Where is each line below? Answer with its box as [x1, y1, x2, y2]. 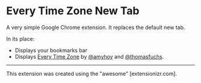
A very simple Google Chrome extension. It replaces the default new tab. [6, 24, 185, 31]
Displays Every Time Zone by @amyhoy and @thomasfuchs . [14, 53, 165, 60]
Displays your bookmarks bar [14, 46, 88, 54]
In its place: [6, 35, 35, 42]
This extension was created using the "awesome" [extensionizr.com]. [6, 70, 178, 77]
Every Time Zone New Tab [6, 4, 139, 18]
